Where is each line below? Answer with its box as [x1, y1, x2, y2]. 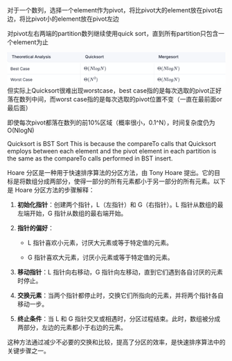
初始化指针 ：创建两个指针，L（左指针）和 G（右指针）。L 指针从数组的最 [17, 200, 224, 209]
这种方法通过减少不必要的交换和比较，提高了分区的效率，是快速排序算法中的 [7, 337, 226, 346]
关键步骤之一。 [7, 346, 50, 355]
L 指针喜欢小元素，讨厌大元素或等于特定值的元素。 [27, 238, 173, 247]
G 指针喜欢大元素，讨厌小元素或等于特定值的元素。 [27, 253, 174, 261]
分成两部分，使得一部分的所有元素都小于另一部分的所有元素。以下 [37, 177, 226, 185]
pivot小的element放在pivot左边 [30, 15, 120, 23]
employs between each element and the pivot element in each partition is [7, 147, 217, 155]
